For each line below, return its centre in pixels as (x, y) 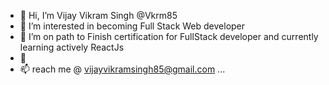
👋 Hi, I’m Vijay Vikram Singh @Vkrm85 (98, 15)
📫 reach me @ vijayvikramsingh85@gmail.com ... (122, 69)
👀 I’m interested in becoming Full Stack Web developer (132, 26)
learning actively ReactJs (72, 47)
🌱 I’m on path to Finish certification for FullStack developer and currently (169, 36)
